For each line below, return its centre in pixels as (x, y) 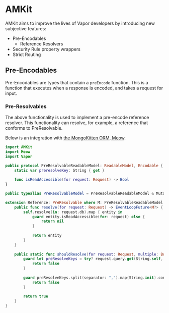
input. (11, 93)
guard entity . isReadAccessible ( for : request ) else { (88, 217)
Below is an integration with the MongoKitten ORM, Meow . (65, 138)
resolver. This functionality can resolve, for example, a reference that (77, 123)
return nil (53, 221)
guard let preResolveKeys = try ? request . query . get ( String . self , (93, 259)
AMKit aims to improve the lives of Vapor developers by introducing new (80, 23)
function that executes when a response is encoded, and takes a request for (84, 88)
